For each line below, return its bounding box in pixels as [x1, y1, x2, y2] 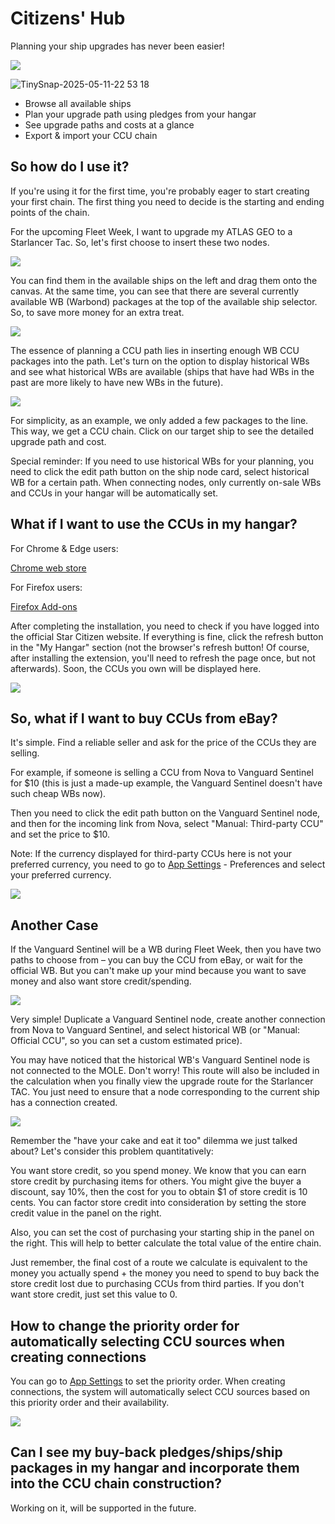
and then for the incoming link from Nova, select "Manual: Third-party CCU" [10, 818, 324, 830]
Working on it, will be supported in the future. [10, 1502, 197, 1514]
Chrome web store [10, 562, 87, 574]
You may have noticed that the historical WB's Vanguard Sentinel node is [10, 1054, 311, 1066]
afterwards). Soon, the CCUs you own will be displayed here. [10, 662, 262, 674]
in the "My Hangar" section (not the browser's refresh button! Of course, [10, 641, 310, 653]
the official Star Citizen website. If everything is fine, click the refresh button [10, 630, 324, 642]
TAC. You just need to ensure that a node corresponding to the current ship [10, 1086, 320, 1098]
